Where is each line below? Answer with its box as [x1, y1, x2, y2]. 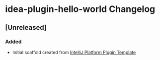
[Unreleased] [5, 23, 47, 32]
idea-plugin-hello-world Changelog [5, 3, 156, 15]
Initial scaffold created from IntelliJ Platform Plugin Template [12, 49, 136, 55]
